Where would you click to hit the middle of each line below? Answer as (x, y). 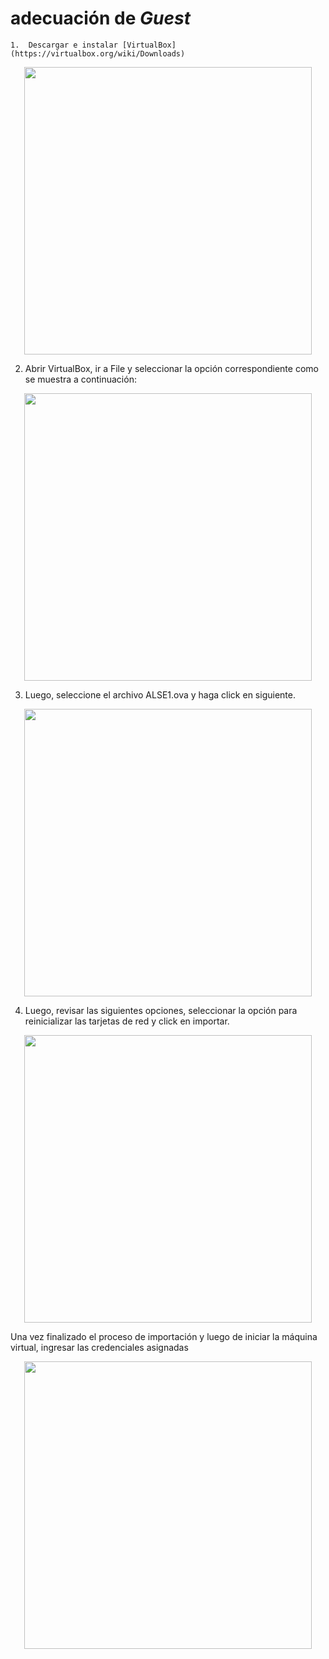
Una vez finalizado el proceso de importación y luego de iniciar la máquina (164, 1336)
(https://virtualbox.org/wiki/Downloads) (98, 53)
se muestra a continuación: (80, 379)
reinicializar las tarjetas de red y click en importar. (127, 1021)
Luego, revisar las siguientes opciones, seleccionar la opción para (161, 1010)
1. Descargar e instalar (64, 45)
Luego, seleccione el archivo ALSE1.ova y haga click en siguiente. (160, 694)
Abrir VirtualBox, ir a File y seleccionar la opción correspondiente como (171, 368)
